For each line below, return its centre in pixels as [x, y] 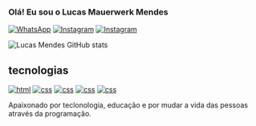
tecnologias [39, 70]
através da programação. [50, 114]
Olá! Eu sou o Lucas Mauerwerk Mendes [88, 12]
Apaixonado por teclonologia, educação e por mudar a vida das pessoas [128, 105]
